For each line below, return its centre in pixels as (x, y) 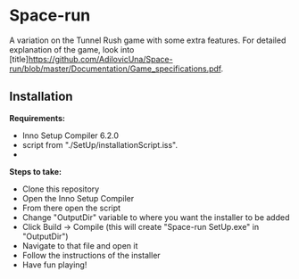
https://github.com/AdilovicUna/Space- (100, 59)
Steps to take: (36, 171)
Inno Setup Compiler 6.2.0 (70, 135)
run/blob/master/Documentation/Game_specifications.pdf (115, 69)
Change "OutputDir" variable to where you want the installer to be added (156, 217)
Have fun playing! (54, 265)
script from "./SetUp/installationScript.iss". (100, 144)
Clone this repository (61, 189)
